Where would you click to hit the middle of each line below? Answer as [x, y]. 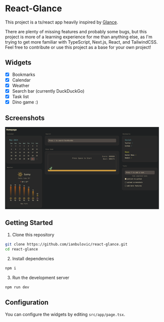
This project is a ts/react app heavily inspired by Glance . [61, 22]
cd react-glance [21, 249]
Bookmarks [24, 74]
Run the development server [41, 278]
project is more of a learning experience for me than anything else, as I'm [79, 37]
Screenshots [25, 118]
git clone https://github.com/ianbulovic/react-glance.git [66, 244]
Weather [21, 85]
